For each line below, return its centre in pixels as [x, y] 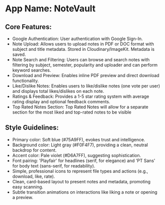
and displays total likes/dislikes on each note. [58, 91]
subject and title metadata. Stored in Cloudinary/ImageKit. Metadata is [83, 49]
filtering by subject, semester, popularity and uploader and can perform [85, 65]
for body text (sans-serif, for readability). [54, 165]
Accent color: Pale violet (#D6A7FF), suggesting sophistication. [77, 155]
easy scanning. [28, 187]
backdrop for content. [34, 150]
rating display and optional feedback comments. [61, 102]
